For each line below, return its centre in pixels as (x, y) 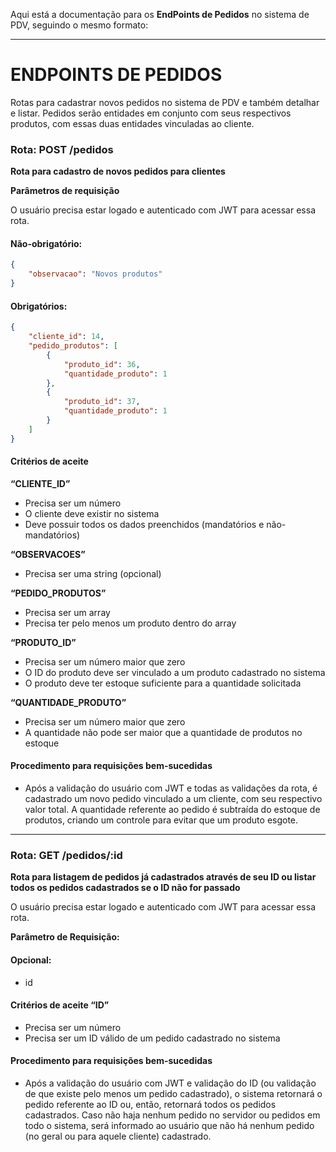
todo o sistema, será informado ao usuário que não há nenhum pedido (169, 1125)
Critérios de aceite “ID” (60, 1005)
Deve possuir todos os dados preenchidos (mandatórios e (144, 524)
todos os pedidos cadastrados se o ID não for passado (125, 888)
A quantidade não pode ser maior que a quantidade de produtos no (163, 732)
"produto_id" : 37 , (102, 402)
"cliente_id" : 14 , (66, 337)
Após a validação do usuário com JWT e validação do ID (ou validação (170, 1083)
